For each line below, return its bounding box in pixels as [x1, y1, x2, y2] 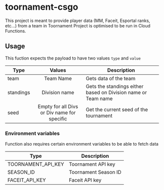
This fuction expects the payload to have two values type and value [5, 55, 141, 61]
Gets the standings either [85, 83, 144, 89]
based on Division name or [85, 89, 147, 96]
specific [48, 115, 67, 122]
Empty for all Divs [38, 103, 78, 110]
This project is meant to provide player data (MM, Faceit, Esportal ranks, [5, 18, 150, 23]
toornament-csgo [5, 1, 79, 13]
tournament [85, 112, 113, 119]
